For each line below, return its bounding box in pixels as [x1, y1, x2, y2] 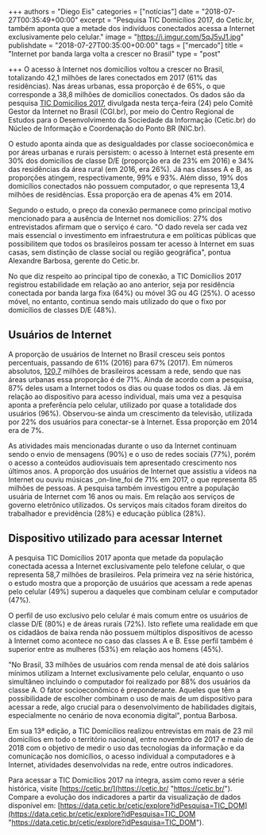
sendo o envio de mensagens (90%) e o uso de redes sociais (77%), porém [8, 449, 256, 458]
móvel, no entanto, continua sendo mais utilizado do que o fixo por [8, 297, 226, 306]
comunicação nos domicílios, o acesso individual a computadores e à [8, 751, 236, 761]
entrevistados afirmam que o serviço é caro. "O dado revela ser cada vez [8, 222, 248, 232]
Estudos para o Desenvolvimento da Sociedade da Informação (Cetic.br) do [8, 115, 256, 124]
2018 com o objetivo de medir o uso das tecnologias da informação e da [8, 743, 245, 752]
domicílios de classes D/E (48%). [8, 306, 117, 314]
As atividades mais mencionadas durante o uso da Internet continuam [8, 441, 237, 451]
